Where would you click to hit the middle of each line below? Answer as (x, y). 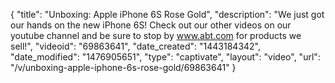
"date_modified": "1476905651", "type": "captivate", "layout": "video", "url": (165, 57)
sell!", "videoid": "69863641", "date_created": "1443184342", (136, 46)
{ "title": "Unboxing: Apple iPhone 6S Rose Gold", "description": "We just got (167, 14)
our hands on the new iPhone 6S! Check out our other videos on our (151, 25)
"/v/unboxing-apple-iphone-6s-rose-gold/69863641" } (123, 67)
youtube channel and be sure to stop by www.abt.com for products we (156, 35)
